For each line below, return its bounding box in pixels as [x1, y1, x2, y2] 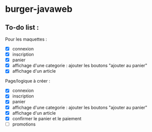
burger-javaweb [5, 3, 73, 15]
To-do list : [5, 23, 39, 32]
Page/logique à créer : [5, 78, 50, 84]
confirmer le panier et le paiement [12, 115, 81, 122]
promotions [12, 121, 36, 127]
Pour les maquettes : [5, 36, 47, 42]
